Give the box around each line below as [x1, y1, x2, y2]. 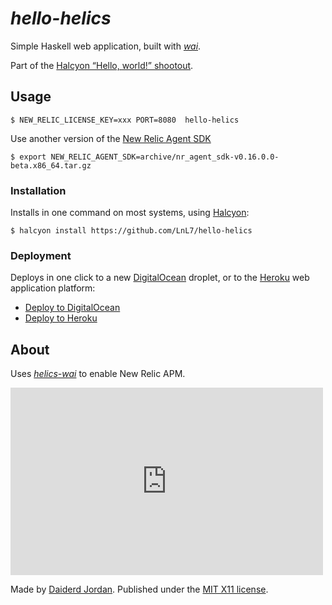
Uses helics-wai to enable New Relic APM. [10, 368, 186, 380]
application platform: [10, 282, 96, 294]
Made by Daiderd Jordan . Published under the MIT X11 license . [10, 583, 269, 596]
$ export [10, 152, 47, 162]
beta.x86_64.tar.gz [10, 160, 92, 171]
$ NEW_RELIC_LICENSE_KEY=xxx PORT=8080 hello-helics [10, 115, 240, 125]
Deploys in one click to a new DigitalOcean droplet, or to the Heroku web [10, 272, 310, 284]
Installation [10, 183, 67, 197]
